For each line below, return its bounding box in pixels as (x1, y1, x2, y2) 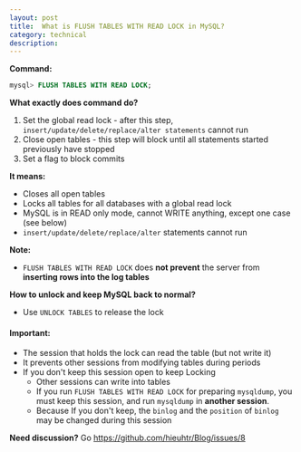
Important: (9, 327, 51, 338)
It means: (9, 171, 46, 182)
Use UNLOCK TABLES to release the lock (22, 307, 165, 318)
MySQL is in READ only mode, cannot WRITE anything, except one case (22, 207, 291, 218)
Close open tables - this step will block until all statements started (22, 134, 269, 145)
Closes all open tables (22, 188, 106, 199)
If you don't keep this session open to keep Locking (22, 367, 216, 378)
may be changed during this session (35, 415, 172, 426)
